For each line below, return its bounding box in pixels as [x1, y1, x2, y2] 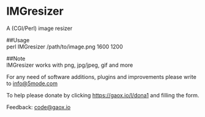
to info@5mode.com [6, 80, 58, 87]
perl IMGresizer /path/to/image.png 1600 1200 [6, 43, 124, 50]
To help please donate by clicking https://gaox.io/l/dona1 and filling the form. [6, 91, 199, 99]
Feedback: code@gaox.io [6, 103, 71, 111]
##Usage [6, 36, 30, 43]
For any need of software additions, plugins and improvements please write [6, 73, 197, 80]
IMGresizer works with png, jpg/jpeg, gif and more [6, 61, 133, 69]
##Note [6, 55, 26, 62]
